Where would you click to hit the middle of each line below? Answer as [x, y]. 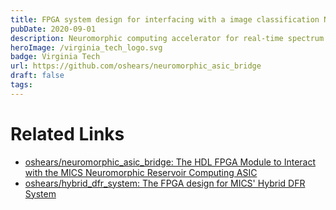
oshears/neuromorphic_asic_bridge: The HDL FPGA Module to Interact [170, 162]
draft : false [37, 76]
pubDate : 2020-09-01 [53, 29]
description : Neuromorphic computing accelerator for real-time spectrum [167, 38]
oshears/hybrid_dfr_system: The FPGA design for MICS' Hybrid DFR [165, 183]
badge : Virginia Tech [55, 57]
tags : [21, 85]
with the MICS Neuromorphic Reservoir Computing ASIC [141, 172]
